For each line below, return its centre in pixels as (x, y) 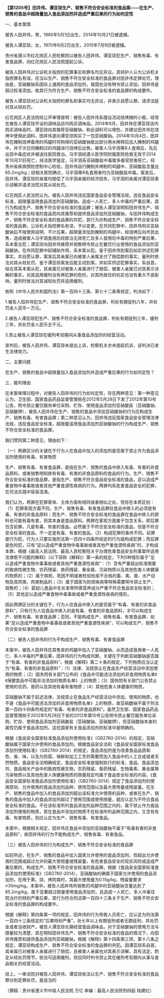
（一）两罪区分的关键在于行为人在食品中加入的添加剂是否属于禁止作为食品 (80, 451)
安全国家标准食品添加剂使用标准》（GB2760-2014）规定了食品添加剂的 (80, 781)
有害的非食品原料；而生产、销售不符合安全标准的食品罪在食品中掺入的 (84, 514)
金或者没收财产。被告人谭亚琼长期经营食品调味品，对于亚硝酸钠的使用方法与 (82, 927)
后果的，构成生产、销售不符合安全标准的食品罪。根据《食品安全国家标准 (82, 867)
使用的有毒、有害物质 (35, 457)
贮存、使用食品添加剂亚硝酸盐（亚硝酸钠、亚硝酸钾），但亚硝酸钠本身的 (85, 722)
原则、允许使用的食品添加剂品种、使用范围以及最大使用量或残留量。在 (80, 787)
